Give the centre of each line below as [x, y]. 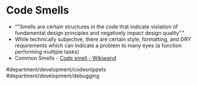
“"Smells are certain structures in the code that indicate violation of [96, 27]
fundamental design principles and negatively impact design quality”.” [99, 32]
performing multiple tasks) [47, 51]
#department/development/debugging [53, 76]
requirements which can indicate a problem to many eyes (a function [98, 45]
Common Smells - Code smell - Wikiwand [65, 58]
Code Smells [38, 10]
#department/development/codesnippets [56, 69]
